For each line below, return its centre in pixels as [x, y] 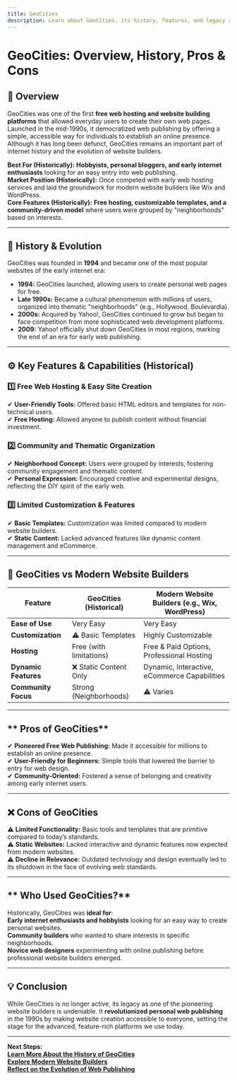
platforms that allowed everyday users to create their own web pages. [110, 121]
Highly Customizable [178, 635]
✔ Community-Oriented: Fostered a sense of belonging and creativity [110, 776]
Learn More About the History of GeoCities [71, 1054]
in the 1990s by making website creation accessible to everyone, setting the [117, 1019]
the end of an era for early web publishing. [79, 337]
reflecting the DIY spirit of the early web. [66, 486]
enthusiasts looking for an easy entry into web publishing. [92, 172]
